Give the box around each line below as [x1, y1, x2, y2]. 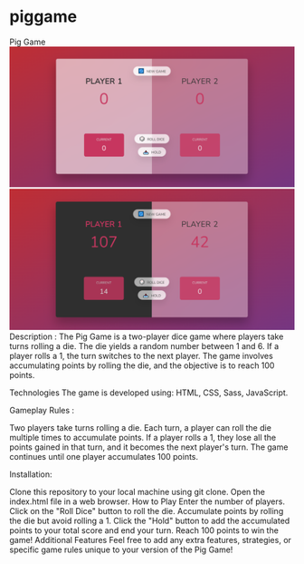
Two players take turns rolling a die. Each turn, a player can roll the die [9, 422, 271, 433]
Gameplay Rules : [9, 404, 75, 415]
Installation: [9, 469, 52, 480]
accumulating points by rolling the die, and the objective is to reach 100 [9, 360, 275, 371]
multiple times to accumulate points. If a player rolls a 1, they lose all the [9, 432, 277, 442]
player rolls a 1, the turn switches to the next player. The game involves [9, 350, 273, 361]
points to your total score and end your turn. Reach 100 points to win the [9, 524, 279, 536]
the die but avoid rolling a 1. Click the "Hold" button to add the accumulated [9, 515, 290, 526]
